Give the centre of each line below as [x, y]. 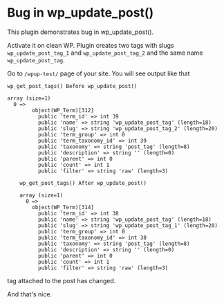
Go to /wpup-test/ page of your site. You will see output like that [99, 73]
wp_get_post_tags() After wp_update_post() [83, 183]
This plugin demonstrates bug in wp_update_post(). [81, 32]
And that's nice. [30, 294]
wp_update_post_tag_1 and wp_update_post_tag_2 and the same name [105, 53]
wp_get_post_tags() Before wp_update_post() [72, 86]
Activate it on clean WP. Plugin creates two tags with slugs [91, 45]
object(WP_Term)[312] [63, 110]
